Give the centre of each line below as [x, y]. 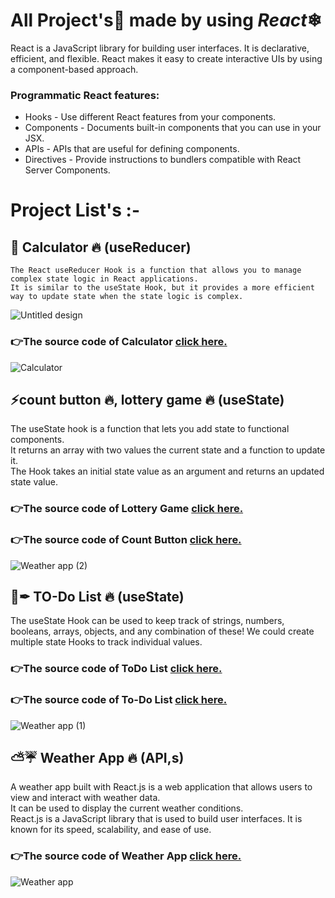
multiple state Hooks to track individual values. [106, 642]
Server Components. [67, 170]
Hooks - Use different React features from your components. [150, 117]
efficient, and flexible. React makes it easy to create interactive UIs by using [166, 58]
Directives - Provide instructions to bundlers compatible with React [163, 160]
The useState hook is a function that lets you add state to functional [150, 429]
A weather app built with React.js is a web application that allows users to [161, 787]
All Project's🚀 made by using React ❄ [166, 20]
